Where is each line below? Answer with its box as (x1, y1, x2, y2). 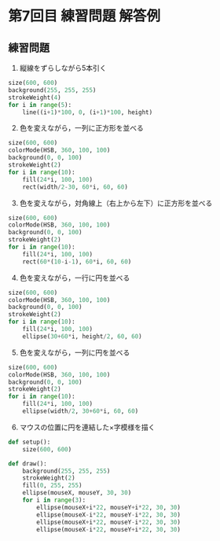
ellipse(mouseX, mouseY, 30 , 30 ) (22, 489, 132, 497)
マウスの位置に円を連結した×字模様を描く (19, 422, 156, 432)
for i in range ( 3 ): (22, 496, 86, 504)
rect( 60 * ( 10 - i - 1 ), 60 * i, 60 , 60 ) (22, 257, 132, 266)
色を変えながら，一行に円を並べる (19, 273, 130, 282)
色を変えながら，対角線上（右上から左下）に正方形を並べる (19, 198, 213, 208)
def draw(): (8, 459, 47, 468)
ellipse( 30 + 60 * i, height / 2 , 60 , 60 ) (22, 332, 143, 340)
